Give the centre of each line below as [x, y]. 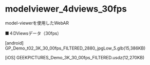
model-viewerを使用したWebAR [37, 23]
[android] [14, 43]
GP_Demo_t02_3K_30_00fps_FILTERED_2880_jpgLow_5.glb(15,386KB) [75, 48]
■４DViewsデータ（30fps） [33, 33]
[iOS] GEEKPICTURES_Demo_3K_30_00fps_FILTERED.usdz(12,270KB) [75, 57]
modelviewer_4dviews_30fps [66, 9]
